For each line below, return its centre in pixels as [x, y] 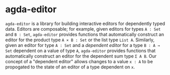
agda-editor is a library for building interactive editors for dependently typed [85, 23]
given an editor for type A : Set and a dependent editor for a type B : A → [83, 45]
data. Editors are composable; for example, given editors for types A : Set [83, 29]
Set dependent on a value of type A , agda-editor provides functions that [80, 51]
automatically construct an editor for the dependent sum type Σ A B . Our [81, 56]
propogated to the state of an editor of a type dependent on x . [70, 67]
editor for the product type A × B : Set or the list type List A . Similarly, [80, 40]
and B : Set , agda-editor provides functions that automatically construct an [84, 34]
